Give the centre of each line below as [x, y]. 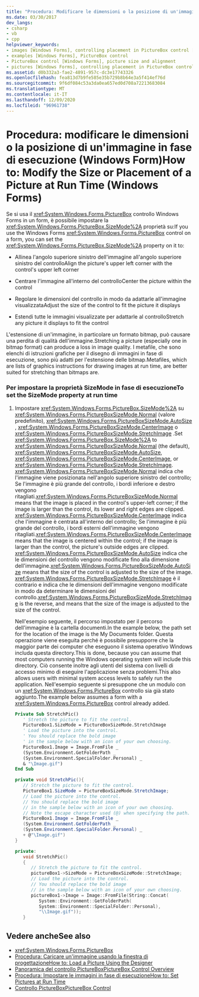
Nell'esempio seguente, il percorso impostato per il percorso [89, 621]
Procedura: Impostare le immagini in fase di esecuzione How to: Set [97, 976]
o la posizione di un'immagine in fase [99, 147]
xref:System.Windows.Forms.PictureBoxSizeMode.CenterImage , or [97, 458]
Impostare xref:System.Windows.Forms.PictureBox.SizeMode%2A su [99, 408]
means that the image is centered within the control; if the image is [96, 540]
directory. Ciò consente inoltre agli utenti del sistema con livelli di [94, 665]
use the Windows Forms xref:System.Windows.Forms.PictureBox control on [99, 233]
